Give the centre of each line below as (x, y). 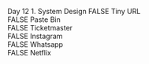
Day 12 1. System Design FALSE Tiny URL (74, 11)
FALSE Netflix (30, 53)
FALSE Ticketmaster (40, 28)
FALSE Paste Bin (34, 20)
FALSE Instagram (35, 36)
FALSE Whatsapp (35, 44)
